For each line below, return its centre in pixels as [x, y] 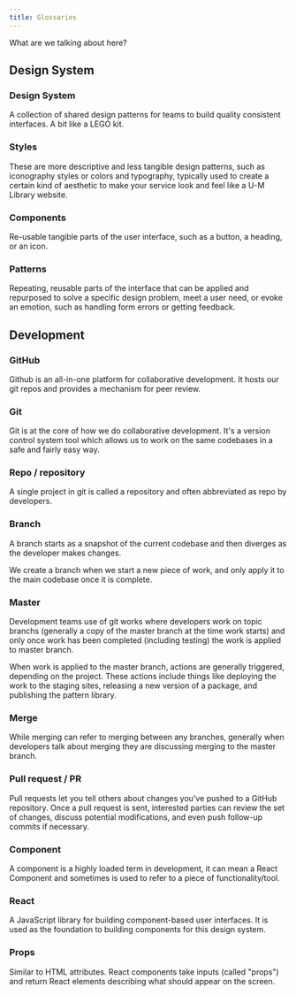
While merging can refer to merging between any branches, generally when [147, 737]
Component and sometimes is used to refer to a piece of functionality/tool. [144, 877]
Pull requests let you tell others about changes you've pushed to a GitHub [143, 798]
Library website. [38, 195]
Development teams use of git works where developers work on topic [136, 622]
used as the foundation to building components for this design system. [138, 930]
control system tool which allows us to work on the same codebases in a [141, 440]
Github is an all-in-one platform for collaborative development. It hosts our [144, 379]
